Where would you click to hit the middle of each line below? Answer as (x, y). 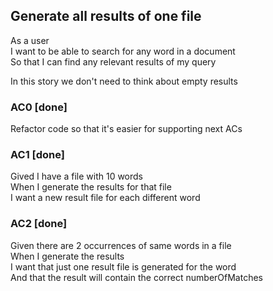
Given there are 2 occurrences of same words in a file (121, 245)
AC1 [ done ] (37, 155)
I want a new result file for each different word (105, 198)
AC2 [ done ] (39, 224)
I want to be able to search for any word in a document (123, 51)
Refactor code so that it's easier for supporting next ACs (126, 129)
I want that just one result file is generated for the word (123, 266)
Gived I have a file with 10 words (76, 176)
